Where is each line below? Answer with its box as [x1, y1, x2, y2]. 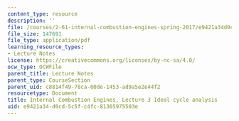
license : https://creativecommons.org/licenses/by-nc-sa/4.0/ [7, 57, 196, 64]
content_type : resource [7, 10, 78, 18]
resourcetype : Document [7, 90, 78, 97]
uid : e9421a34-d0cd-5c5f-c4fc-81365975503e [7, 103, 139, 110]
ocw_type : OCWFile [7, 63, 62, 70]
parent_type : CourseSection [7, 76, 91, 84]
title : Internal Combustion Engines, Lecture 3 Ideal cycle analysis [7, 97, 218, 104]
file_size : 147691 [7, 30, 62, 38]
